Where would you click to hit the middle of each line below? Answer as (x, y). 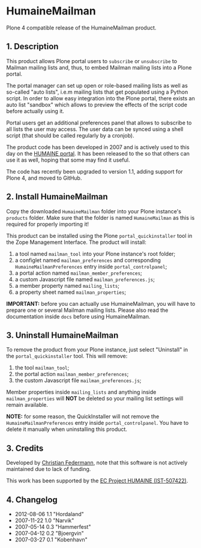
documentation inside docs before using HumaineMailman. (78, 316)
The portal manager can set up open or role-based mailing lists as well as (97, 85)
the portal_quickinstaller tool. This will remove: (67, 356)
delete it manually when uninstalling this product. (67, 429)
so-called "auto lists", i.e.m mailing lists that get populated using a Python (97, 92)
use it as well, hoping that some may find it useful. (68, 160)
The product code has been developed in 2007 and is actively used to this (98, 147)
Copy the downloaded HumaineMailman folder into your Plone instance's (94, 211)
